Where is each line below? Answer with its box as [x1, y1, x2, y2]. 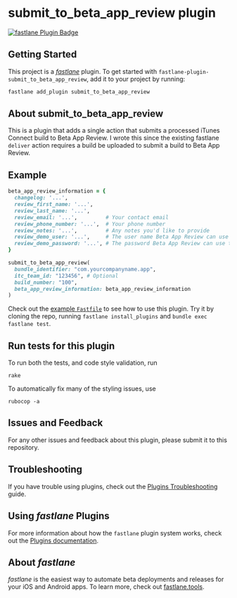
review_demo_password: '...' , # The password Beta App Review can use [14, 240, 226, 247]
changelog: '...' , [14, 195, 69, 202]
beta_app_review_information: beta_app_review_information [14, 285, 191, 292]
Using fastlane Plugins [8, 510, 110, 522]
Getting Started [8, 48, 77, 60]
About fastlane [8, 557, 76, 568]
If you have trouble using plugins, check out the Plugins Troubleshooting [8, 482, 218, 490]
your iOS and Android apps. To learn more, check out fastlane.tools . [8, 583, 205, 591]
